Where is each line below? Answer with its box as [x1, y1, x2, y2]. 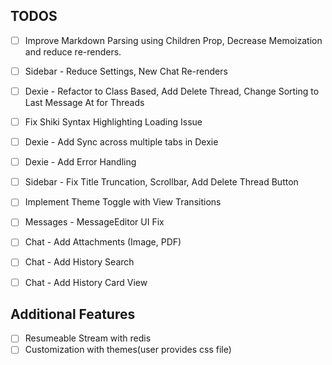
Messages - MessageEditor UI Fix [24, 216, 165, 228]
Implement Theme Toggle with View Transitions [24, 196, 222, 208]
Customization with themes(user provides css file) [24, 344, 232, 356]
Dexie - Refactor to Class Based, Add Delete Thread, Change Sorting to [24, 85, 320, 97]
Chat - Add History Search [24, 256, 135, 268]
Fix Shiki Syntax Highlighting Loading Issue [24, 116, 203, 128]
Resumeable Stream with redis [24, 332, 152, 344]
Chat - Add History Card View [24, 276, 148, 288]
